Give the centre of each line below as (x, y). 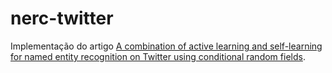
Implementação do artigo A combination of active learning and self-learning (166, 46)
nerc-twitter (62, 18)
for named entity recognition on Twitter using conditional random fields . (158, 56)
